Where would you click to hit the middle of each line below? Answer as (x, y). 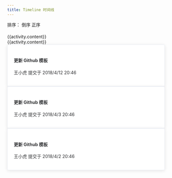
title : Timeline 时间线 (31, 10)
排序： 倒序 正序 (24, 24)
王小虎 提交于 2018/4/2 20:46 (44, 156)
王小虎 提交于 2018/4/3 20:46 (44, 114)
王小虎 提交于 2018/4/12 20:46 (45, 72)
